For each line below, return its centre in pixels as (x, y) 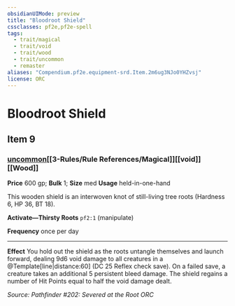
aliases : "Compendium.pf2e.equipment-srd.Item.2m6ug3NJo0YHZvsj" (104, 72)
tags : (15, 33)
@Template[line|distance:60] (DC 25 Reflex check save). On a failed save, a (116, 266)
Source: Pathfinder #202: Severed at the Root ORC (80, 295)
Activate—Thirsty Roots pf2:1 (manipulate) (71, 218)
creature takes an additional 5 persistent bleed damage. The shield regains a (117, 274)
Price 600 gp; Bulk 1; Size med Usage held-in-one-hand (89, 183)
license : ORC (26, 79)
